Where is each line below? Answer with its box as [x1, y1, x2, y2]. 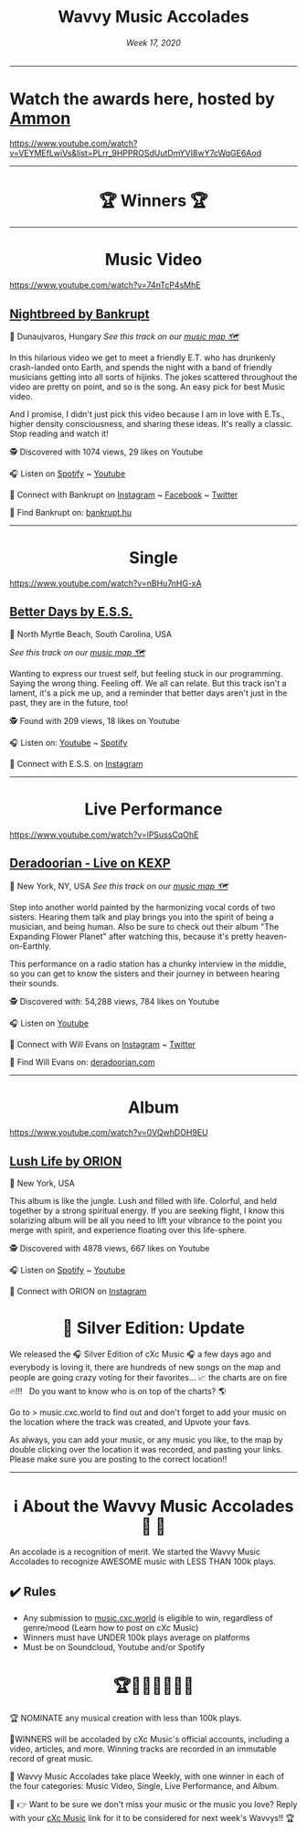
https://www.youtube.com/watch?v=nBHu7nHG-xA [9, 578, 203, 589]
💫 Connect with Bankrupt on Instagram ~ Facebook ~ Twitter [9, 489, 238, 500]
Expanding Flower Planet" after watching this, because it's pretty [9, 931, 254, 942]
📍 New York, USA [9, 1177, 76, 1189]
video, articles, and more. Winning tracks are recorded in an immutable [9, 1743, 277, 1754]
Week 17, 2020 [126, 37, 181, 48]
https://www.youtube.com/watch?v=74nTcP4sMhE [9, 280, 201, 291]
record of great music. [9, 1752, 94, 1763]
